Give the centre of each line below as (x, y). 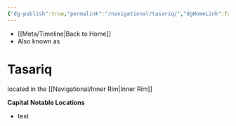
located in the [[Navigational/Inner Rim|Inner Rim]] (80, 89)
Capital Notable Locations (46, 102)
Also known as (39, 41)
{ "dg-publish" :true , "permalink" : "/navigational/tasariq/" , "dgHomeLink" (114, 14)
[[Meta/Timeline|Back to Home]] (64, 34)
